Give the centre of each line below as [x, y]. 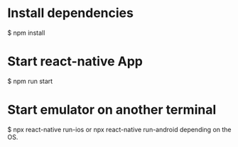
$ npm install [26, 33]
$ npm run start [30, 81]
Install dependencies [70, 13]
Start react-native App [75, 61]
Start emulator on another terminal [112, 110]
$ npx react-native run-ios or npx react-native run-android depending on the [120, 129]
